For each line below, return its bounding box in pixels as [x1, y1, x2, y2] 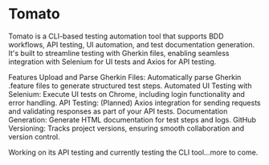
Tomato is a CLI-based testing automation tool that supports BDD [8, 31, 224, 41]
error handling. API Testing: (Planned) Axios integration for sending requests [8, 98, 261, 107]
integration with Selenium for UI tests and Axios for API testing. [8, 57, 217, 66]
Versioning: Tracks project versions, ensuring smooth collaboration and [8, 123, 245, 133]
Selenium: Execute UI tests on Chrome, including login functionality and [8, 89, 245, 99]
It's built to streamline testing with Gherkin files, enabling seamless [8, 48, 230, 58]
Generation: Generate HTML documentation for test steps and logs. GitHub [8, 115, 257, 124]
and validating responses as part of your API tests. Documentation [8, 106, 228, 116]
